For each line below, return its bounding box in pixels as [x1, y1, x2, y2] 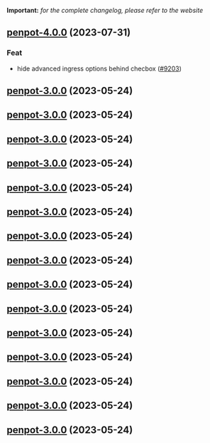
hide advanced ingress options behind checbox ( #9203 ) [16, 64, 182, 73]
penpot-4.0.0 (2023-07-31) [6, 26, 131, 38]
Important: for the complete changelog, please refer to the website [6, 6, 204, 14]
